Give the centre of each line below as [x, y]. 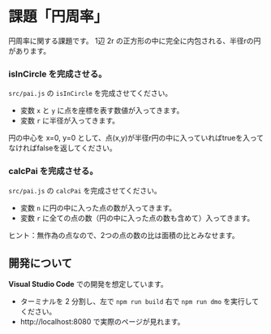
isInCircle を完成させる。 [58, 74]
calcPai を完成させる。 [54, 171]
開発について [41, 263]
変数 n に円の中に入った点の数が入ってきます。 [98, 207]
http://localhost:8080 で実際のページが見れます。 [102, 322]
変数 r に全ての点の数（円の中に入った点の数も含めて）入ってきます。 [137, 218]
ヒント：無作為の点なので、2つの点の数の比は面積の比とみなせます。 [124, 235]
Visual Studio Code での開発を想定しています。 [88, 284]
